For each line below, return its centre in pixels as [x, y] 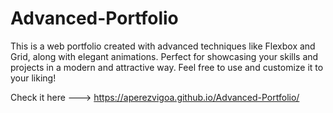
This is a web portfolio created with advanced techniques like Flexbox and [163, 46]
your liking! [33, 78]
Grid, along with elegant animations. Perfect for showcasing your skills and [164, 56]
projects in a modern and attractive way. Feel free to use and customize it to [167, 67]
